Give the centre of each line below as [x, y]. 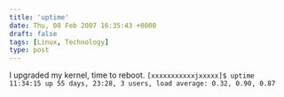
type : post [29, 50]
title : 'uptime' [39, 17]
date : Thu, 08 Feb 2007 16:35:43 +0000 [83, 26]
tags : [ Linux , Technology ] [59, 42]
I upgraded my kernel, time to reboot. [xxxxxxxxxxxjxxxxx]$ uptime [132, 75]
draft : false [33, 34]
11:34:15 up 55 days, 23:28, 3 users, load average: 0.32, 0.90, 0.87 [142, 84]
